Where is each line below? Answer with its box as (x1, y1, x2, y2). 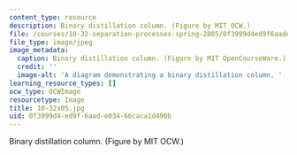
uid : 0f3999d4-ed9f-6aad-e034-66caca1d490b (9, 112, 172, 120)
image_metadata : (9, 46, 69, 55)
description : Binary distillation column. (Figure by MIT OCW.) (9, 21, 251, 30)
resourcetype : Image (9, 95, 86, 105)
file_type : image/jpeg (9, 37, 93, 47)
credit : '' (17, 63, 57, 72)
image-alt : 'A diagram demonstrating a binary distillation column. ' (17, 71, 283, 80)
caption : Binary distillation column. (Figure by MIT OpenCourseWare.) (17, 54, 287, 63)
